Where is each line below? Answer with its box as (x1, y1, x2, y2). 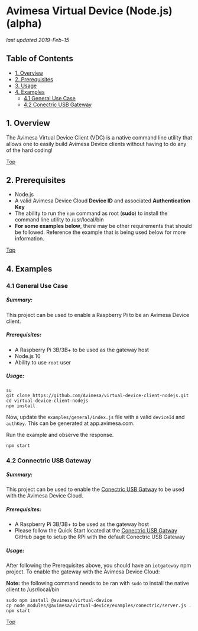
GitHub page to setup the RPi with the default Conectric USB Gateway (14, 533, 185, 541)
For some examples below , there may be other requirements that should (14, 223, 192, 230)
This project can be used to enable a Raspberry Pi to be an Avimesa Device (6, 311, 190, 318)
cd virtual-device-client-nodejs (6, 398, 89, 404)
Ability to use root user (14, 359, 72, 366)
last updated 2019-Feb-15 (6, 36, 69, 43)
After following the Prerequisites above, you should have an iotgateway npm (6, 562, 191, 569)
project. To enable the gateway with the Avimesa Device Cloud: (6, 568, 160, 575)
